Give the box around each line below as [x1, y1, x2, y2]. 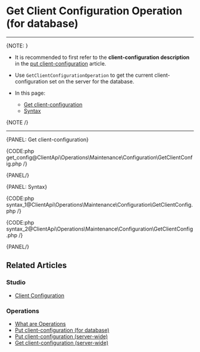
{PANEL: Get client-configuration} [6, 136, 89, 143]
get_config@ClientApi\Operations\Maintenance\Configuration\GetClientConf [6, 154, 193, 161]
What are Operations [14, 320, 66, 327]
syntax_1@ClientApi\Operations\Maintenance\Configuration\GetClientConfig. [6, 201, 193, 208]
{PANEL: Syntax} [6, 183, 48, 190]
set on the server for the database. [49, 77, 135, 85]
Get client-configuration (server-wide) [14, 339, 109, 346]
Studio [6, 278, 26, 286]
